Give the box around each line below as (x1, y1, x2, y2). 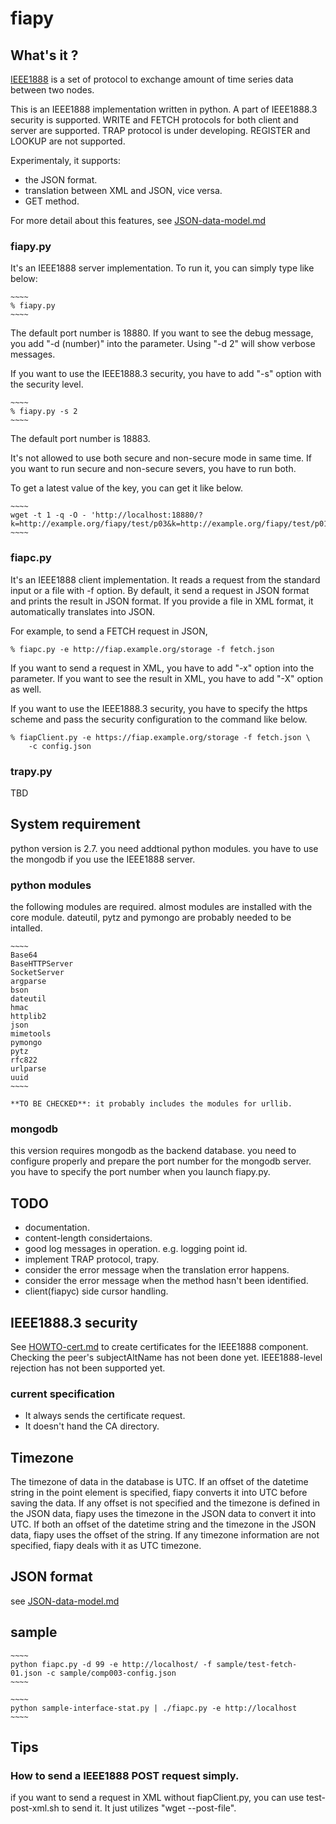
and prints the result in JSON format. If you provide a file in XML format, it (10, 595, 314, 607)
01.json (10, 1668, 43, 1678)
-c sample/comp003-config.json (46, 1668, 177, 1678)
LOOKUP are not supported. (10, 135, 126, 147)
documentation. (24, 1222, 90, 1234)
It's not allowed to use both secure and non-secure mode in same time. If (10, 452, 313, 464)
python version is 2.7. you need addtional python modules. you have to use (10, 842, 319, 854)
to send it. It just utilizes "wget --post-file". (61, 1802, 237, 1814)
